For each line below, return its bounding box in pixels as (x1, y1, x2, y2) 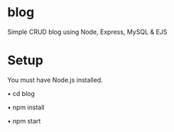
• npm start (7, 116, 41, 125)
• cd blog (7, 89, 36, 97)
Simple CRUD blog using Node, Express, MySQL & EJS (7, 28, 168, 36)
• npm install (7, 103, 45, 112)
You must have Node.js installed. (7, 76, 103, 84)
